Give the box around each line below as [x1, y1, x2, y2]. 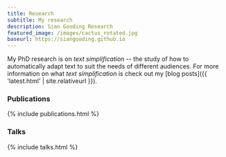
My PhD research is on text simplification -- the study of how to [7, 55, 189, 63]
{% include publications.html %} [7, 110, 100, 118]
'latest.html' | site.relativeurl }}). [7, 77, 98, 85]
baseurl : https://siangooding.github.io [7, 36, 126, 43]
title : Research [7, 10, 54, 17]
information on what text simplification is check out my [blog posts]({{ [7, 70, 207, 78]
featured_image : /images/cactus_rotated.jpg [7, 29, 138, 37]
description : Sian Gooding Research [7, 23, 113, 30]
